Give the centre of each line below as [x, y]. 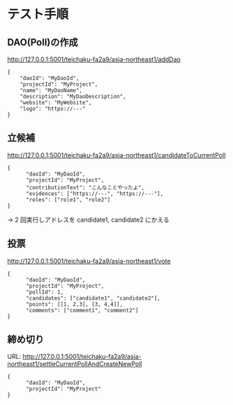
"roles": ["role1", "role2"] [68, 199]
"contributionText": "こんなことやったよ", [85, 188]
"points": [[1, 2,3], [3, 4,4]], [74, 304]
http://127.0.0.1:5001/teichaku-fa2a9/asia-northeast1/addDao [94, 59]
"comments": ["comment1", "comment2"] [82, 310]
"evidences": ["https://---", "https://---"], [95, 193]
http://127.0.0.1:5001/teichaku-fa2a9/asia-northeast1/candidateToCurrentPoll [116, 155]
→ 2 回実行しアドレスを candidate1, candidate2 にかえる [88, 220]
